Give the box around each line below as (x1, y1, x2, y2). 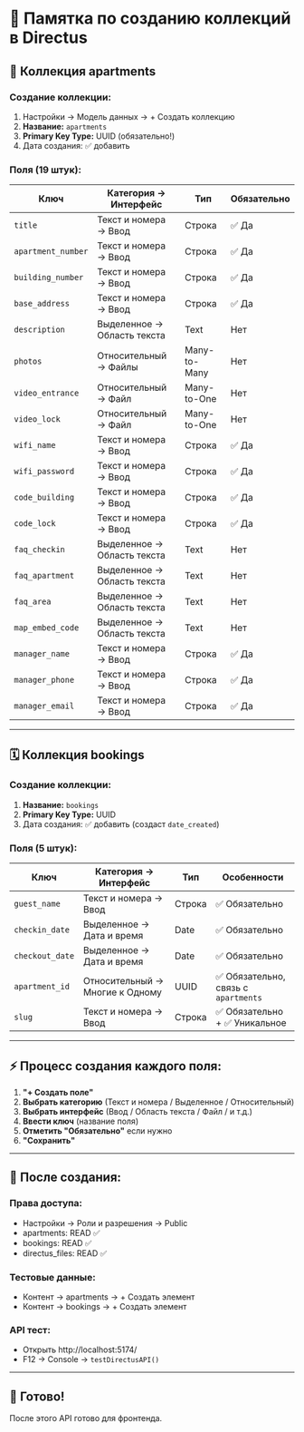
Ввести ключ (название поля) (22, 1115, 138, 1126)
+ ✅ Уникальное (215, 1017, 287, 1029)
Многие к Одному (82, 986, 163, 999)
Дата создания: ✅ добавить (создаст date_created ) (22, 818, 220, 829)
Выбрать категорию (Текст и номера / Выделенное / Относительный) (22, 1096, 295, 1107)
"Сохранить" (22, 1135, 76, 1145)
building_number (14, 272, 84, 283)
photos (14, 356, 43, 366)
